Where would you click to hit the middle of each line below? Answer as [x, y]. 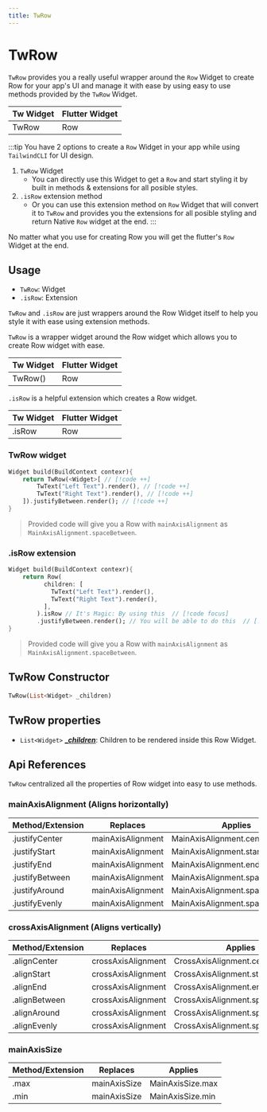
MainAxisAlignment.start [217, 851]
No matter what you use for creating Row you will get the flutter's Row [121, 236]
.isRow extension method [61, 196]
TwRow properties [55, 721]
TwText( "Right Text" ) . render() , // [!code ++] [115, 494]
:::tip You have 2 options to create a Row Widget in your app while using [124, 146]
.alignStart [31, 974]
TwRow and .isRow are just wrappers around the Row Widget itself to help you [133, 313]
